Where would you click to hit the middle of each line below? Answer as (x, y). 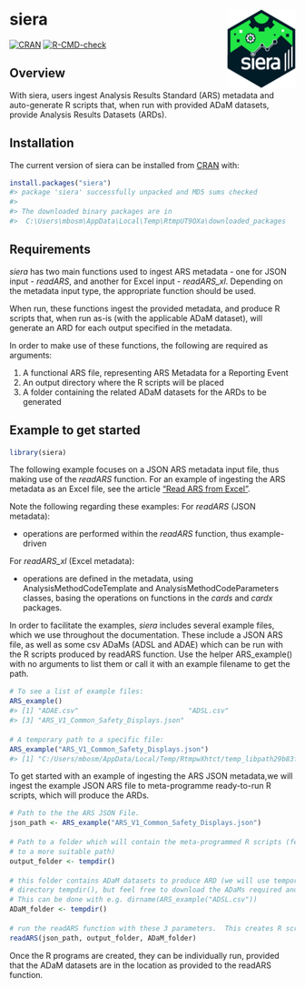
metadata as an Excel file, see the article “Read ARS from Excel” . (130, 489)
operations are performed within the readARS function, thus (134, 534)
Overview (38, 73)
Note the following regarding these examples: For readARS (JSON (133, 507)
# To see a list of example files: (77, 691)
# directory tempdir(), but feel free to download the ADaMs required (146, 890)
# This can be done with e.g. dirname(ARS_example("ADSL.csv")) (133, 900)
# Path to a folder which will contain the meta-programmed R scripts (146, 842)
